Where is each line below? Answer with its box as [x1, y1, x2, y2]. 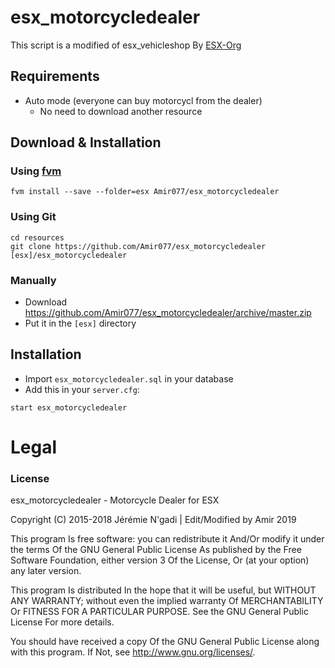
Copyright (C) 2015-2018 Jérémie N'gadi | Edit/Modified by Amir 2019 [10, 514, 297, 526]
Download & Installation [10, 134, 162, 151]
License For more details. [10, 616, 115, 628]
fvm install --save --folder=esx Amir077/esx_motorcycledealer [10, 187, 280, 197]
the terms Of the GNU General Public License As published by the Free [10, 544, 302, 556]
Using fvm [10, 164, 62, 178]
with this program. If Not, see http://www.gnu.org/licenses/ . [10, 646, 256, 658]
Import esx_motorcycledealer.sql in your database [24, 372, 234, 385]
